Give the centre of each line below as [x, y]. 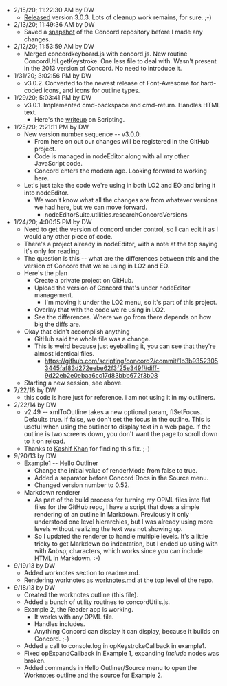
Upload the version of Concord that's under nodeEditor [112, 288]
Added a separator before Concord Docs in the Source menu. [121, 478]
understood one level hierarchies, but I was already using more [123, 522]
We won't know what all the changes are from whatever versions [126, 200]
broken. [35, 661]
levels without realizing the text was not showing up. [108, 529]
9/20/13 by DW [35, 456]
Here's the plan [45, 273]
